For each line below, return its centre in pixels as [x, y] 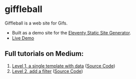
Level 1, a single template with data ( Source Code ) [63, 65]
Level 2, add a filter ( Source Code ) [47, 71]
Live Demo [23, 38]
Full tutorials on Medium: [44, 54]
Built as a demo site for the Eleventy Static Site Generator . [71, 32]
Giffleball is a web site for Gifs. [36, 23]
